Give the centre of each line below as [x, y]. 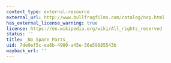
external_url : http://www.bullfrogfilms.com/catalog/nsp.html [85, 17]
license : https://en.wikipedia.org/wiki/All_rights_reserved [84, 28]
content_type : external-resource [48, 12]
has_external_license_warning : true [52, 23]
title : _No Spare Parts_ [37, 40]
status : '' [20, 34]
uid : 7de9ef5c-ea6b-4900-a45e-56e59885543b [61, 46]
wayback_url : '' [26, 51]
